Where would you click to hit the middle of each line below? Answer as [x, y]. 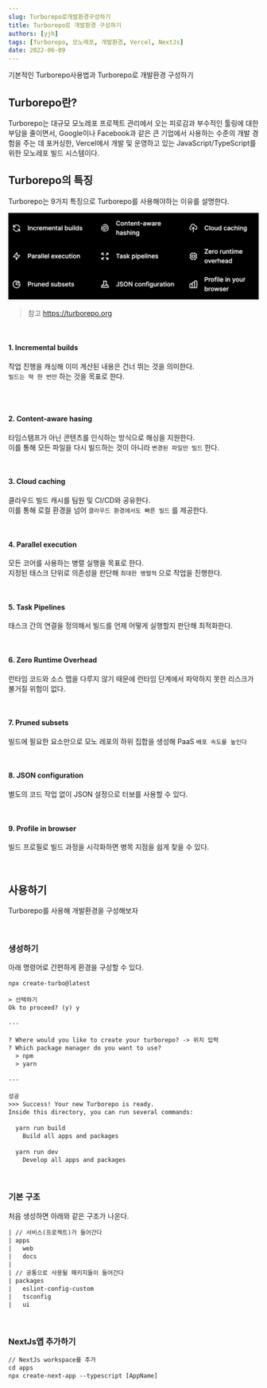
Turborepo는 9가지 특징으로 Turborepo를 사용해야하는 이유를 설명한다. [119, 201]
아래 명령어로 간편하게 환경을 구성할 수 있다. [76, 968]
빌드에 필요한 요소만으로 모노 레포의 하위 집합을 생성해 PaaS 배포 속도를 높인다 [128, 741]
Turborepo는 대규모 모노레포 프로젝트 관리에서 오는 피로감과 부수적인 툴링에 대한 [133, 123]
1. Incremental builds [43, 348]
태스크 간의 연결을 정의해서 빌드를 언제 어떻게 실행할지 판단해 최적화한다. [120, 626]
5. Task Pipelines [37, 607]
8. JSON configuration [46, 775]
